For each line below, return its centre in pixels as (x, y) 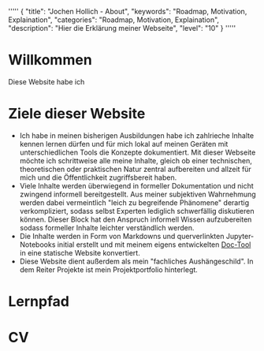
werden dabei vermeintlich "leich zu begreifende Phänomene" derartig (134, 202)
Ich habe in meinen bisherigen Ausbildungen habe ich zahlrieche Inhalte (137, 135)
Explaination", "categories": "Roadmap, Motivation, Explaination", (113, 20)
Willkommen (50, 60)
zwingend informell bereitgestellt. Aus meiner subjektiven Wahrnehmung (138, 194)
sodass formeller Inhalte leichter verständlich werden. (107, 227)
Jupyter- (240, 236)
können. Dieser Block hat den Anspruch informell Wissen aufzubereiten (136, 219)
